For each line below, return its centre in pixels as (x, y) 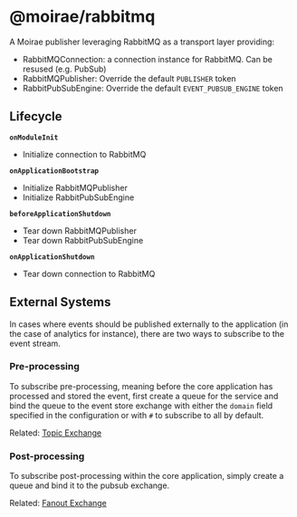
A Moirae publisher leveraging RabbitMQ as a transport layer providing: (142, 42)
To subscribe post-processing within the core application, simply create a (147, 476)
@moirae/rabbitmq (82, 17)
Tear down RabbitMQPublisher (80, 230)
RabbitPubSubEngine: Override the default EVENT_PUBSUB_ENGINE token (153, 88)
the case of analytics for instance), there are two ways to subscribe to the (147, 333)
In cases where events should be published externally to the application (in (149, 324)
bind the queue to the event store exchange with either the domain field (141, 406)
